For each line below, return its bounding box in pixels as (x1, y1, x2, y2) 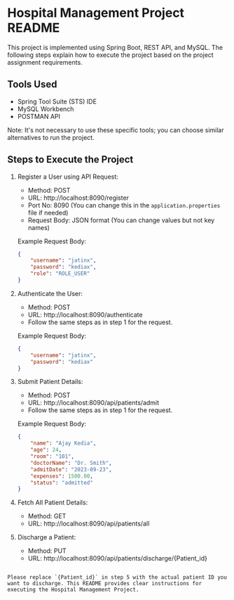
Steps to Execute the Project (7, 153, 134, 166)
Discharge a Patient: (17, 533, 76, 542)
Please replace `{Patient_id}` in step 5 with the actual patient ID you (7, 574, 228, 581)
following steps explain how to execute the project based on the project (7, 51, 214, 59)
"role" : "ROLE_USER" (30, 270, 90, 277)
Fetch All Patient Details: (17, 498, 88, 507)
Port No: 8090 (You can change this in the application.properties (27, 200, 221, 209)
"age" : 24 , (30, 447, 62, 454)
